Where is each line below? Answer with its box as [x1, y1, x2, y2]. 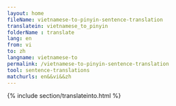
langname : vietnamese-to [7, 54, 78, 61]
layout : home [7, 10, 44, 17]
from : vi [7, 41, 32, 48]
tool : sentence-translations [7, 67, 90, 73]
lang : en [7, 35, 32, 42]
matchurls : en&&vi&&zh [7, 73, 72, 80]
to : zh [7, 48, 26, 55]
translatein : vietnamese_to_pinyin [7, 22, 108, 29]
